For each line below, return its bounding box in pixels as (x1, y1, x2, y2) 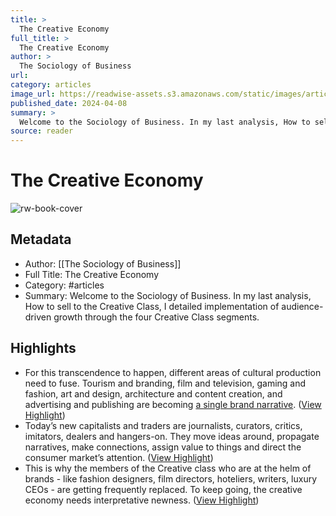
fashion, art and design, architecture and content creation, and (24, 387, 283, 400)
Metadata (10, 231, 72, 248)
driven (24, 311, 52, 323)
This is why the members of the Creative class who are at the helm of (24, 462, 312, 474)
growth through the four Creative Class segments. (53, 311, 260, 323)
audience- (281, 300, 324, 312)
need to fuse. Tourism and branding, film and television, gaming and (24, 377, 307, 389)
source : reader (10, 126, 74, 136)
